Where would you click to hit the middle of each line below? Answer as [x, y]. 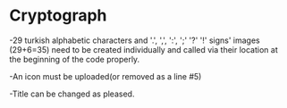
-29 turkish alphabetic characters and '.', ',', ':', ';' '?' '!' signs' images [135, 40]
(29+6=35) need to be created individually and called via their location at [144, 49]
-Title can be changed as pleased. [72, 94]
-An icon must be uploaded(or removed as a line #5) [106, 76]
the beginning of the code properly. [75, 59]
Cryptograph [58, 16]
